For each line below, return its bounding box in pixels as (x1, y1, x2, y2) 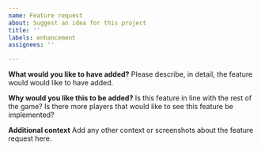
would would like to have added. (8, 78, 113, 88)
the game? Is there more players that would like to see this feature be (8, 102, 233, 111)
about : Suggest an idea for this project (8, 19, 147, 27)
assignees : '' (8, 41, 55, 49)
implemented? (8, 110, 55, 119)
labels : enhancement (8, 33, 77, 42)
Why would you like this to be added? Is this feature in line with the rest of (8, 93, 252, 103)
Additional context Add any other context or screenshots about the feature (8, 126, 254, 135)
